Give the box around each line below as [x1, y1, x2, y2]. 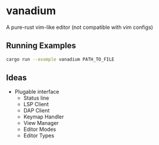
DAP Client [23, 107, 50, 114]
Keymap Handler [23, 113, 64, 120]
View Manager [23, 120, 59, 127]
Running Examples [6, 41, 77, 51]
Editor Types [23, 132, 55, 139]
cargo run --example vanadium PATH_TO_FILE [6, 56, 115, 62]
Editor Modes [23, 126, 57, 133]
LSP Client [23, 101, 49, 108]
